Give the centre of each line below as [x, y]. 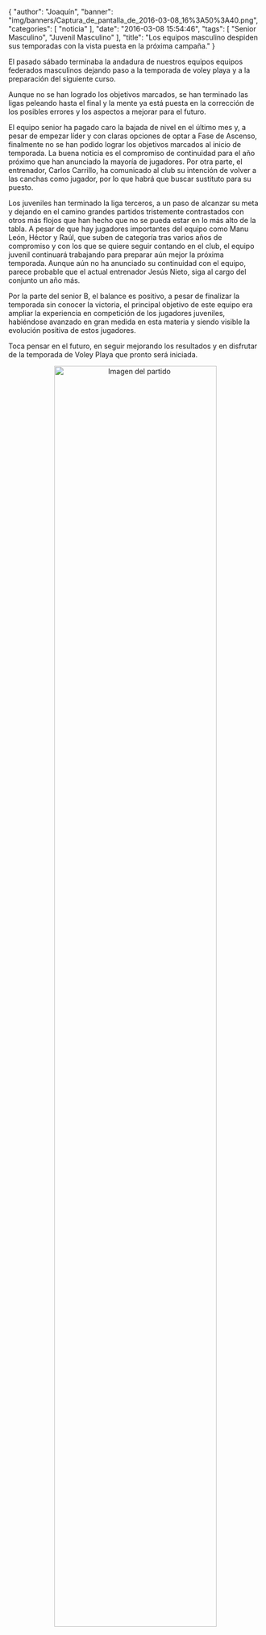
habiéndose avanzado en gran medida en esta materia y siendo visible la [129, 322]
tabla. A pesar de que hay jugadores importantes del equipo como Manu [129, 229]
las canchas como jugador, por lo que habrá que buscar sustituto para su [130, 179]
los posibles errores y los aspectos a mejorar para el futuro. [108, 112]
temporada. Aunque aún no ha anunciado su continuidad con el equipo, [127, 263]
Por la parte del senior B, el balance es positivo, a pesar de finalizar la [124, 296]
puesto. [21, 188]
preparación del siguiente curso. [62, 79]
